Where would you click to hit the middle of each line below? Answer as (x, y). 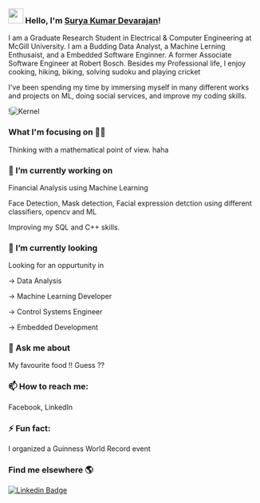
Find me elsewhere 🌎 (51, 470)
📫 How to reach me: (49, 386)
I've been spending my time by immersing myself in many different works (129, 87)
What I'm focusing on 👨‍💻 (57, 132)
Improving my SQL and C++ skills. (64, 227)
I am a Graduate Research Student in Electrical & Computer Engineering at (130, 38)
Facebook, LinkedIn (41, 407)
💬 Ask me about (39, 348)
